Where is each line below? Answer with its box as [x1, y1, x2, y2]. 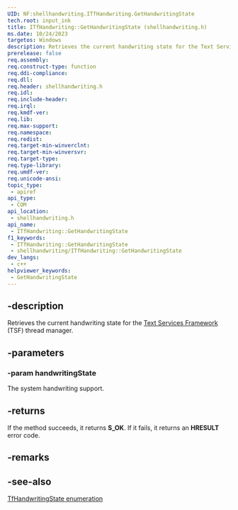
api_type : [7, 195, 37, 202]
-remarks [7, 451, 50, 464]
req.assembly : [7, 57, 50, 64]
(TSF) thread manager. [7, 327, 74, 335]
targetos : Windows [7, 37, 62, 44]
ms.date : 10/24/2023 [7, 30, 69, 38]
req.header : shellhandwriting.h [7, 83, 103, 90]
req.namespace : [7, 129, 52, 136]
